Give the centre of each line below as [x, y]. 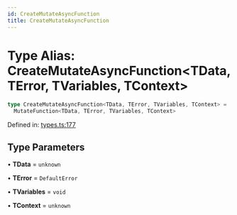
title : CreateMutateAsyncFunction [59, 21]
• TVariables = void [37, 192]
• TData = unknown [34, 164]
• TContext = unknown [39, 205]
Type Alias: [42, 56]
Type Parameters [46, 147]
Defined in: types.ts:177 [42, 125]
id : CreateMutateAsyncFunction [54, 14]
